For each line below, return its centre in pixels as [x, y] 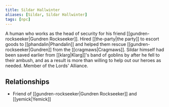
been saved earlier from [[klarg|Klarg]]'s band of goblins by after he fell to [82, 55]
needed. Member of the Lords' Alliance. [47, 66]
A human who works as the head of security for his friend [65, 34]
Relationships [27, 82]
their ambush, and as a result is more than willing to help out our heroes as [83, 61]
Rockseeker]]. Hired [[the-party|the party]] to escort [104, 39]
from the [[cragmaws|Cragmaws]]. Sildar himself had [108, 50]
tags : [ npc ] [18, 19]
